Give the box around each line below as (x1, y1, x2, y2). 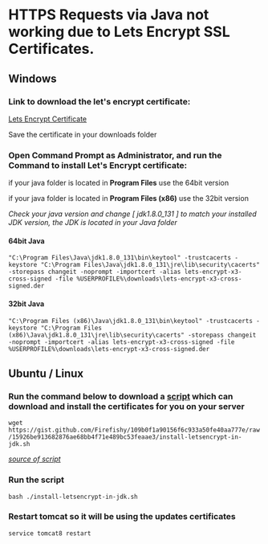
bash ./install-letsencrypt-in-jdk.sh (8, 493, 138, 501)
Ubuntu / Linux (8, 366, 84, 380)
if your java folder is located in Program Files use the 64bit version (8, 178, 229, 188)
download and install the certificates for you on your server (8, 400, 245, 411)
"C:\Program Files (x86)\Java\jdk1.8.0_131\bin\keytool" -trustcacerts (8, 317, 253, 325)
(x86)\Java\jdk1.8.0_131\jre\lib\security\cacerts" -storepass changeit (8, 331, 257, 339)
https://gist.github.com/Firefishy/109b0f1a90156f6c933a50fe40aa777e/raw (8, 426, 261, 435)
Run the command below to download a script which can (8, 391, 233, 402)
